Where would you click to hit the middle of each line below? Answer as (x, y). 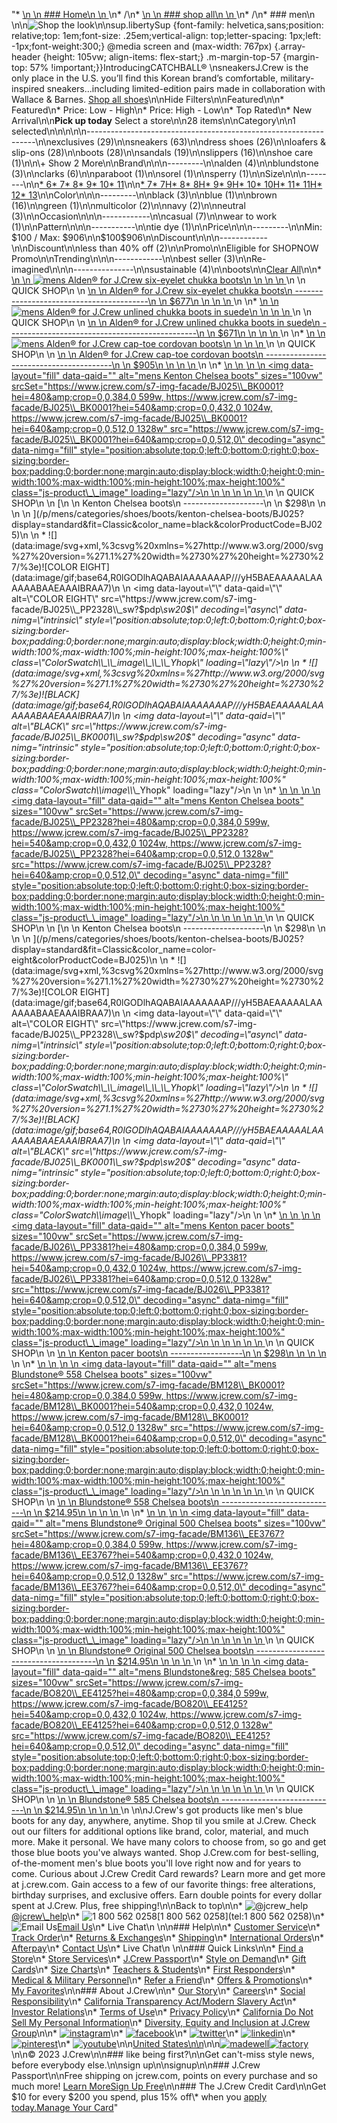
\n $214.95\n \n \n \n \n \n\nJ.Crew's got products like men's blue (168, 1810)
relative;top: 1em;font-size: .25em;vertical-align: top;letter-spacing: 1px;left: (166, 35)
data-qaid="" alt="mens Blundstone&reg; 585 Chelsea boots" (189, 1672)
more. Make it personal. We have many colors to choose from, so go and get (169, 1842)
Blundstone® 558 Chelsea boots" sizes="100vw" (112, 1374)
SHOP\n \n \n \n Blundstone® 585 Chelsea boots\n (115, 1799)
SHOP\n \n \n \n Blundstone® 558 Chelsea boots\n (115, 1502)
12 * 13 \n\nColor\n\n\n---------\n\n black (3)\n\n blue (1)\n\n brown (144, 195)
